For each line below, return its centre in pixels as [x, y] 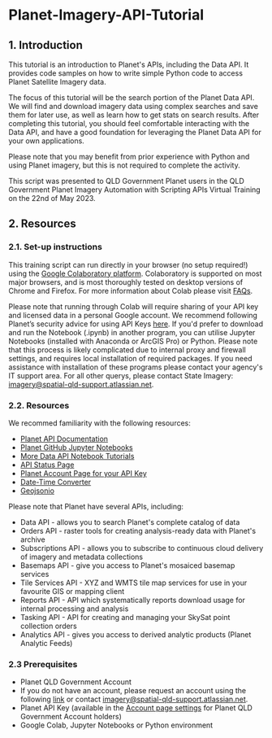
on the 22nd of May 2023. [52, 198]
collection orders [48, 626]
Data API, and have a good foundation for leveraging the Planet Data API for [135, 132]
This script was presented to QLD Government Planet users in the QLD [127, 181]
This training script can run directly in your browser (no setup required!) [128, 264]
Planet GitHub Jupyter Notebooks [76, 447]
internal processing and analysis [74, 609]
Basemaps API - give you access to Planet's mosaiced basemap [127, 565]
